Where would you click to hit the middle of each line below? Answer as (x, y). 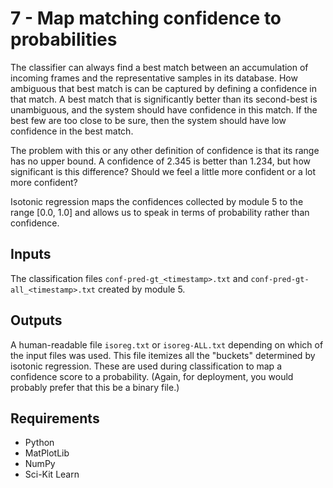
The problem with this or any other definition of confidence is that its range (165, 150)
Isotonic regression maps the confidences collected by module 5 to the (157, 201)
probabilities (64, 39)
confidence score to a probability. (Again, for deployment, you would (152, 376)
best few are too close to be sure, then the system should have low (148, 120)
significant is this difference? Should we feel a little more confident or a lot (163, 171)
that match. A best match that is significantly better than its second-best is (164, 99)
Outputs (36, 320)
